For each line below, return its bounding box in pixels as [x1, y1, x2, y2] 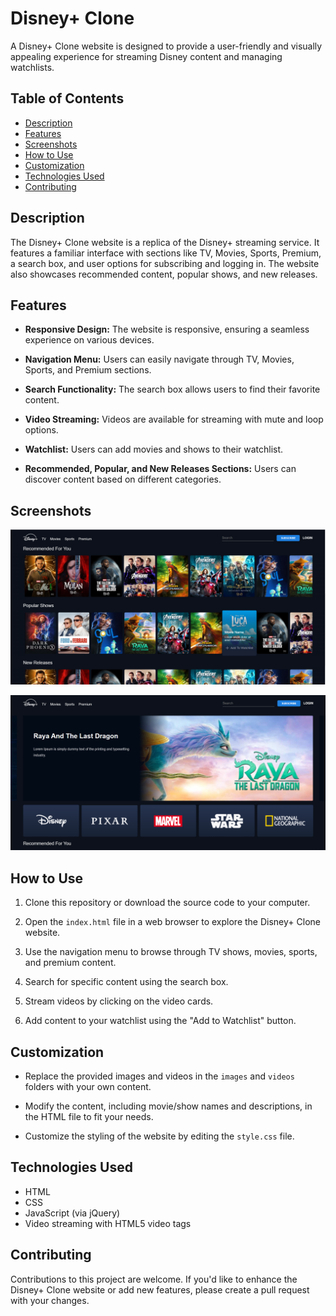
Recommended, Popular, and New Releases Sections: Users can [24, 463, 297, 475]
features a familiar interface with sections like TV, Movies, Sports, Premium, [10, 247, 322, 259]
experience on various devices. [24, 334, 155, 346]
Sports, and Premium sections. [24, 364, 152, 376]
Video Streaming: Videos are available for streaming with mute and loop [24, 413, 324, 426]
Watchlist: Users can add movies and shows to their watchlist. [24, 443, 284, 456]
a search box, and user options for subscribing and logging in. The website [10, 257, 320, 269]
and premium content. [24, 957, 117, 969]
